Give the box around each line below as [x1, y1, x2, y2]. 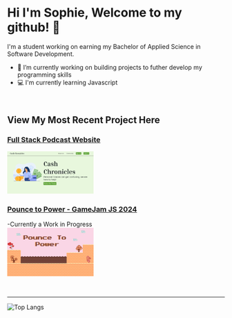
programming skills [17, 71, 72, 79]
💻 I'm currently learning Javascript [17, 78, 118, 86]
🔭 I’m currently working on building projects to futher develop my [17, 63, 202, 71]
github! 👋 [7, 19, 61, 35]
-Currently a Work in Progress [7, 220, 93, 228]
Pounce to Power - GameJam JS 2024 [7, 204, 137, 214]
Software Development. [7, 50, 75, 58]
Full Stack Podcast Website [7, 135, 101, 144]
